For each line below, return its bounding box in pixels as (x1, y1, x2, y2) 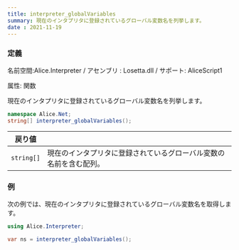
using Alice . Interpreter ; (7, 222, 84, 230)
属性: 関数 (7, 81, 36, 90)
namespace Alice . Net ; (7, 110, 72, 118)
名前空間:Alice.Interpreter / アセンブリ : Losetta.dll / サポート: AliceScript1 (7, 66, 223, 75)
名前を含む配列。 (47, 159, 105, 169)
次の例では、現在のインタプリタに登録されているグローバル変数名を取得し (7, 199, 225, 208)
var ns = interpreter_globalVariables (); (7, 236, 132, 243)
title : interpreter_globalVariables (7, 10, 116, 18)
